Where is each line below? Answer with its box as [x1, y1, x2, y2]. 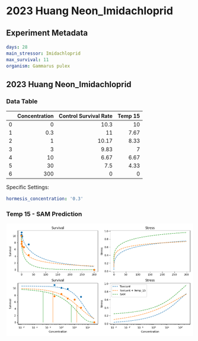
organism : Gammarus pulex [6, 63, 70, 69]
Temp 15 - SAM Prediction [6, 209, 82, 218]
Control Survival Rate [59, 112, 113, 119]
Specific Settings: [6, 183, 49, 190]
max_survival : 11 [6, 56, 49, 63]
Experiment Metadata [6, 28, 88, 38]
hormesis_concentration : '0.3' [6, 196, 84, 202]
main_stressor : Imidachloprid [6, 50, 81, 56]
